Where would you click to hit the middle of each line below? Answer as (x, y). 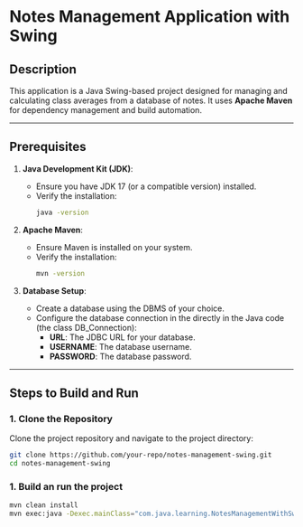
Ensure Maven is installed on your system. (114, 247)
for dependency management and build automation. (106, 110)
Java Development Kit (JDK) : (78, 168)
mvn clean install (44, 505)
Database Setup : (55, 290)
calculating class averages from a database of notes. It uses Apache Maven (151, 100)
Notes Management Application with (150, 17)
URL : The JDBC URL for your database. (122, 337)
